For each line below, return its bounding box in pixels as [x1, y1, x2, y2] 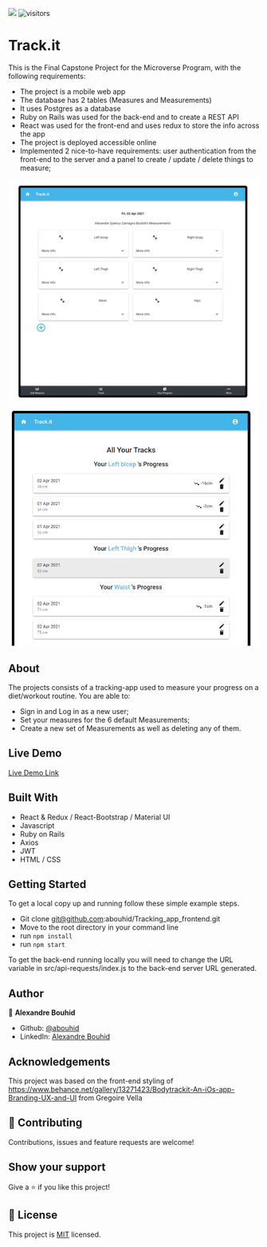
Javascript [19, 820, 55, 830]
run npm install [19, 931, 73, 941]
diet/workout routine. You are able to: [8, 691, 131, 701]
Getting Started [8, 878, 87, 891]
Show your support [8, 1161, 106, 1174]
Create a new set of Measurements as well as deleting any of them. [19, 724, 241, 733]
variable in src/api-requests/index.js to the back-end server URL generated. [8, 964, 257, 973]
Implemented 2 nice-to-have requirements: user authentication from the [19, 146, 257, 156]
